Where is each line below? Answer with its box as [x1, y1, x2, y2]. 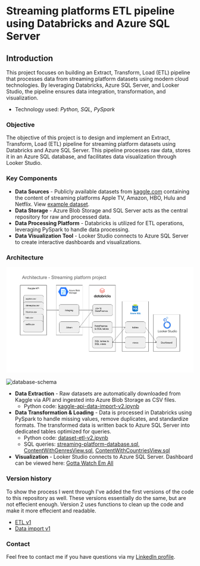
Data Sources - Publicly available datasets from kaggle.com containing [14, 187, 190, 195]
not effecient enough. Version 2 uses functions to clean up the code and [6, 501, 184, 508]
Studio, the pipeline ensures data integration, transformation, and [6, 88, 166, 95]
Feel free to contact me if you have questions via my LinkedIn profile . [6, 553, 176, 560]
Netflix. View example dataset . [14, 201, 90, 208]
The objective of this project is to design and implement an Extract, [6, 134, 171, 141]
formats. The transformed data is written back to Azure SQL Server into [14, 421, 190, 429]
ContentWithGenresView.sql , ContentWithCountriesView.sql [23, 447, 170, 454]
